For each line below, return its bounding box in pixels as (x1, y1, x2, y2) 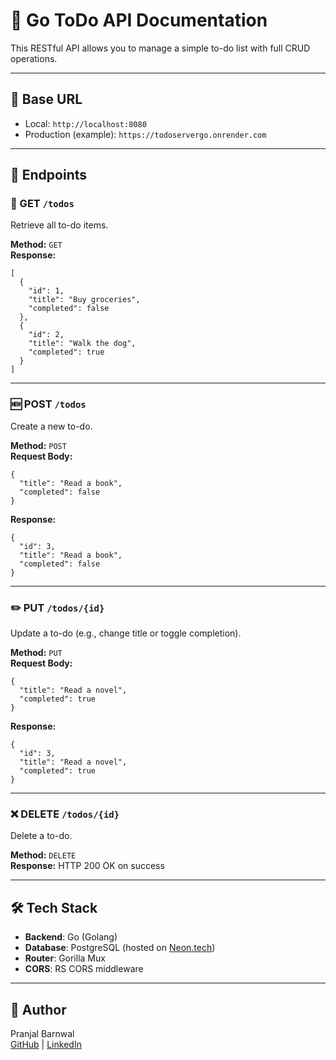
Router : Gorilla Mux (24, 952, 106, 964)
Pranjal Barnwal (10, 1027, 75, 1039)
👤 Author (10, 1001, 67, 1018)
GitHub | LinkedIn (10, 1038, 82, 1050)
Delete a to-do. (10, 830, 73, 842)
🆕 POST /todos (10, 397, 87, 411)
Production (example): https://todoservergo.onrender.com (24, 128, 267, 140)
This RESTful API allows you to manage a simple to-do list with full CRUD (10, 42, 311, 54)
